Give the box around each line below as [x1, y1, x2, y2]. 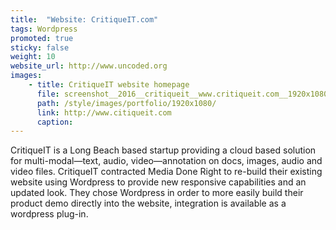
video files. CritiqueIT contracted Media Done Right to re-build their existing [10, 166, 323, 178]
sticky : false [10, 42, 70, 53]
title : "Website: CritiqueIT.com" [10, 14, 159, 25]
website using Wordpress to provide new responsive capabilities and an [10, 176, 307, 188]
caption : [36, 117, 74, 127]
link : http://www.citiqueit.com [36, 107, 172, 118]
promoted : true [10, 33, 74, 43]
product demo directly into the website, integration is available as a [10, 197, 287, 210]
